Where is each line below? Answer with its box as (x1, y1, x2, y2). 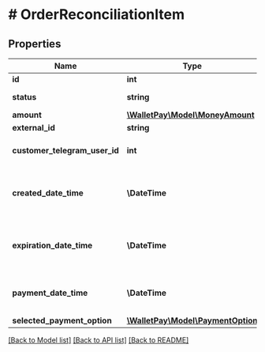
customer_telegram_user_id (12, 145, 120, 156)
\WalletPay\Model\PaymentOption (126, 315, 258, 326)
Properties (8, 37, 62, 51)
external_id (12, 123, 55, 133)
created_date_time (12, 187, 84, 199)
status (12, 92, 37, 102)
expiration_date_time (12, 240, 93, 251)
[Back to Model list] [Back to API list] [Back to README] (8, 335, 189, 345)
